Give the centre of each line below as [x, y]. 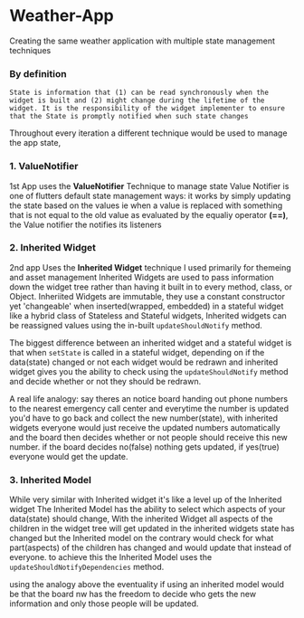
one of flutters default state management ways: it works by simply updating [150, 195]
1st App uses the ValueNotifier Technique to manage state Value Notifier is [149, 185]
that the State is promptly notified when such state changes [129, 117]
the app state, [35, 143]
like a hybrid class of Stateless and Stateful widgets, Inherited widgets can [148, 315]
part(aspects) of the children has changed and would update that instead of [151, 547]
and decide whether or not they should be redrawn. [105, 381]
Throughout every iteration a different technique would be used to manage [148, 133]
